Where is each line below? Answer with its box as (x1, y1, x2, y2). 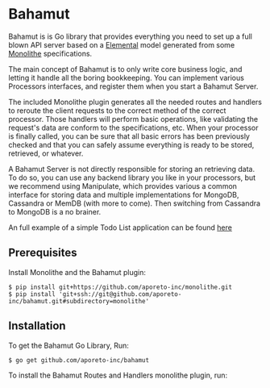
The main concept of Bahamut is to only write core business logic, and (8, 64, 243, 73)
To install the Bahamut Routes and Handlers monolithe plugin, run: (8, 370, 228, 380)
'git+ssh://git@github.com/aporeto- (59, 290, 182, 298)
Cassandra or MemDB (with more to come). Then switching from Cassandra (8, 198, 260, 208)
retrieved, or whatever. (8, 148, 84, 158)
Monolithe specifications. (8, 48, 93, 58)
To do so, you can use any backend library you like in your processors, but (8, 173, 256, 182)
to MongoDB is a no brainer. (8, 207, 102, 216)
